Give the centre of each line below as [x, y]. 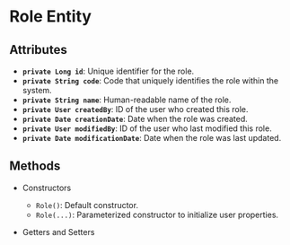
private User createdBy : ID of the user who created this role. [135, 109]
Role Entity [51, 17]
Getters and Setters [58, 232]
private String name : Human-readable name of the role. [127, 100]
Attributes [38, 50]
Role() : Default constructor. [87, 205]
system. [37, 90]
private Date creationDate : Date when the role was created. [135, 119]
